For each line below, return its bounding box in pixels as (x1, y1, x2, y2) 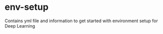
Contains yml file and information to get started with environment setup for (4, 18, 158, 24)
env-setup (4, 1, 49, 13)
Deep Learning (4, 23, 35, 29)
